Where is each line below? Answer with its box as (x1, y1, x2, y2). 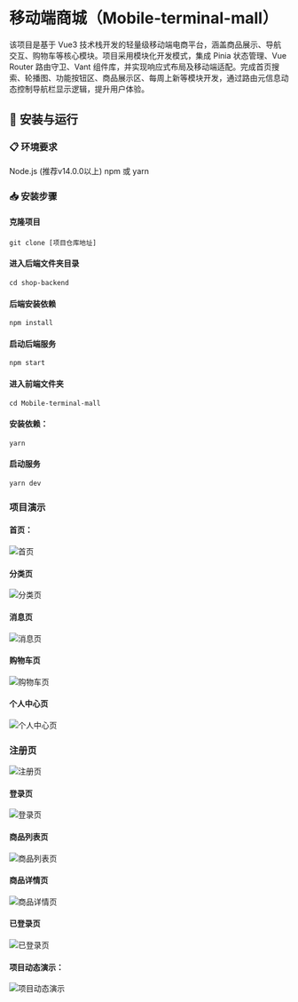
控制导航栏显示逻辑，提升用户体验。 (16, 83, 149, 94)
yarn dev (9, 479, 42, 488)
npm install (9, 319, 53, 328)
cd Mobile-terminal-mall (9, 399, 101, 408)
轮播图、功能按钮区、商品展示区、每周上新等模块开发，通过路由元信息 (24, 72, 281, 83)
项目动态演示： (9, 961, 64, 973)
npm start (9, 359, 46, 368)
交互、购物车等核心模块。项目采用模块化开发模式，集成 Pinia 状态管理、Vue (9, 50, 286, 60)
